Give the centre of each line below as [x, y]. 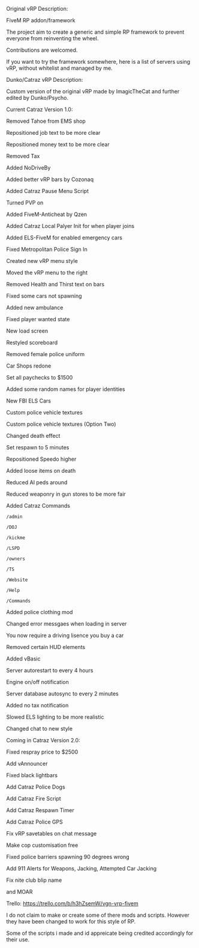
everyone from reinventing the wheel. [52, 38]
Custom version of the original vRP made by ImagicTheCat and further [93, 91]
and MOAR [19, 892]
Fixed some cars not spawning [44, 296]
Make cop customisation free [42, 845]
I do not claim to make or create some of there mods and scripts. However [98, 915]
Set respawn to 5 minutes [38, 447]
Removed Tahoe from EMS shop [46, 121]
